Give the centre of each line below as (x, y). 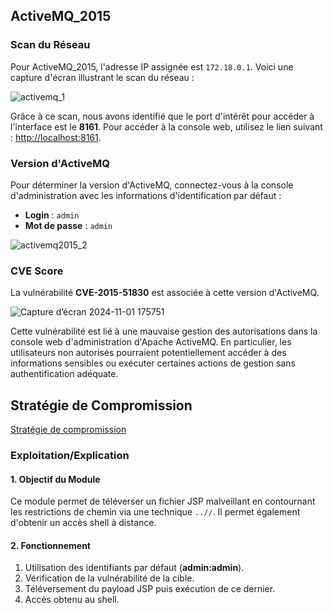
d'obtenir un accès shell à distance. (83, 523)
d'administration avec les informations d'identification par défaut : (146, 195)
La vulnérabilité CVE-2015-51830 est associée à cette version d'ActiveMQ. (165, 293)
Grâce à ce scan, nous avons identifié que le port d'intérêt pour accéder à (162, 116)
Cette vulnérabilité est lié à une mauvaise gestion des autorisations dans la (164, 331)
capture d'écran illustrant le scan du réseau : (102, 77)
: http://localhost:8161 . (56, 137)
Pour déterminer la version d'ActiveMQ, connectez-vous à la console (152, 185)
